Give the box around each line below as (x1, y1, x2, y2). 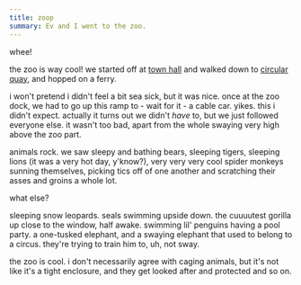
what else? (9, 192, 49, 203)
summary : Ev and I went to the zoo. (9, 22, 146, 31)
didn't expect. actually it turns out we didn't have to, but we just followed (9, 110, 279, 120)
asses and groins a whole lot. (9, 174, 118, 185)
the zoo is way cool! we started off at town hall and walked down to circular (9, 64, 289, 75)
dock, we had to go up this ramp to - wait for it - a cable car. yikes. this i (9, 100, 276, 111)
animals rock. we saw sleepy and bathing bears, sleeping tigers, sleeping (9, 146, 280, 157)
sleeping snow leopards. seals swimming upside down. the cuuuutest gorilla (9, 209, 292, 220)
